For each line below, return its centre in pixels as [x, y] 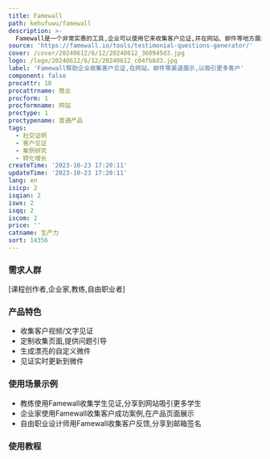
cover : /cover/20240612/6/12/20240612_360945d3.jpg [96, 53]
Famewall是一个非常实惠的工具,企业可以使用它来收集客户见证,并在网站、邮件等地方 [135, 38]
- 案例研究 [31, 151]
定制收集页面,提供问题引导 [63, 341]
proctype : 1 [28, 114]
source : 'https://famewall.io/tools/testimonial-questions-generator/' [131, 46]
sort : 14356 [28, 241]
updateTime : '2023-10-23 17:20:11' [68, 173]
